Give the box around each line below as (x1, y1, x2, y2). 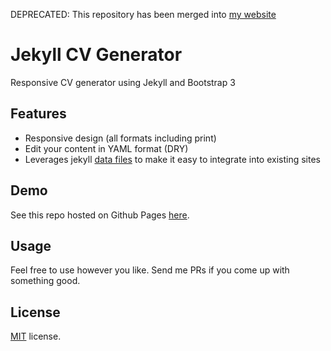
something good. (10, 275, 81, 287)
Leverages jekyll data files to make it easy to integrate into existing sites (24, 153, 321, 165)
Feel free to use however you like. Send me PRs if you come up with (10, 264, 290, 276)
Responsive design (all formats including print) (24, 132, 217, 144)
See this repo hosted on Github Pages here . (10, 209, 190, 221)
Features (10, 105, 67, 123)
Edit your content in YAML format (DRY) (24, 142, 189, 154)
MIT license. (10, 330, 62, 343)
